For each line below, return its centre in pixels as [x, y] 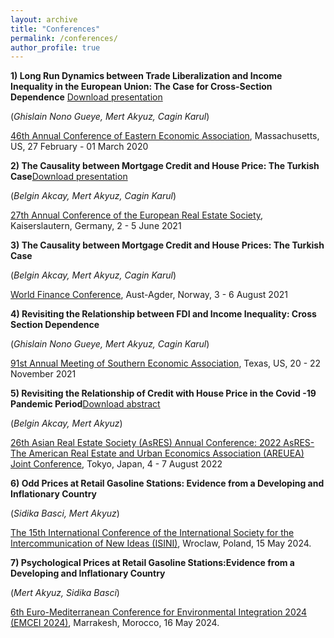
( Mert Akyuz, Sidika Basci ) [65, 593]
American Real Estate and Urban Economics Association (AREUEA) [166, 453]
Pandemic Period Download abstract [85, 404]
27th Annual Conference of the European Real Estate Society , [137, 215]
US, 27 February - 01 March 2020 [79, 147]
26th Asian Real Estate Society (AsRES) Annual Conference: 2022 [146, 443]
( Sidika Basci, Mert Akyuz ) [65, 513]
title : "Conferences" [55, 29]
